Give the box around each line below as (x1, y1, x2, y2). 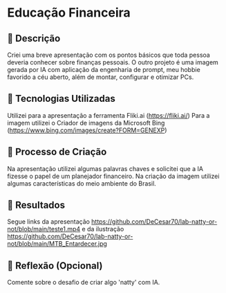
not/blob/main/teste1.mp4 (7, 225, 81, 233)
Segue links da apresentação (7, 217, 90, 226)
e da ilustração (82, 225, 124, 233)
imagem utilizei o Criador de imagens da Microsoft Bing (7, 118, 165, 127)
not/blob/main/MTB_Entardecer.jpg (7, 240, 107, 248)
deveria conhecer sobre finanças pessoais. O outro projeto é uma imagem (7, 58, 219, 66)
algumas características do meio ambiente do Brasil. (7, 179, 157, 188)
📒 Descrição (7, 33, 61, 44)
